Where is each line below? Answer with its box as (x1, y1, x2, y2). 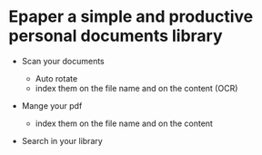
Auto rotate (35, 73, 78, 83)
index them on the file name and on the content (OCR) (35, 82, 238, 93)
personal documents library (8, 25, 224, 46)
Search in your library (21, 135, 104, 146)
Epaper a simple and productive (8, 6, 254, 27)
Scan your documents (21, 55, 106, 66)
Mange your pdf (21, 100, 83, 111)
